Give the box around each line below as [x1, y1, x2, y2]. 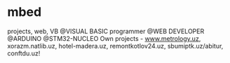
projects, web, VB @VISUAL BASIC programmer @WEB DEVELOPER [7, 27, 205, 35]
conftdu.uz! [7, 49, 41, 57]
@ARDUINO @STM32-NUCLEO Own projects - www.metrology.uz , [7, 34, 201, 42]
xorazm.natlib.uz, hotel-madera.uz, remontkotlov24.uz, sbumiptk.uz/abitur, [7, 42, 224, 50]
